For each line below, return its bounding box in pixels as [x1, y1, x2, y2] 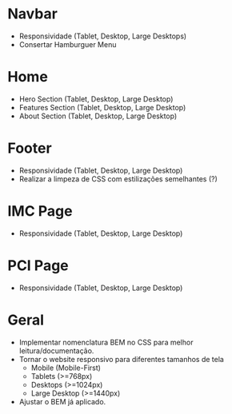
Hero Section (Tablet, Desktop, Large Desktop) [18, 94, 174, 104]
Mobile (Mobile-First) [30, 363, 102, 372]
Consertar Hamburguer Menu [18, 39, 117, 49]
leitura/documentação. [18, 345, 94, 356]
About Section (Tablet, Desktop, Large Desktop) [18, 111, 178, 121]
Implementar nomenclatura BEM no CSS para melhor [18, 337, 194, 347]
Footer [7, 139, 53, 157]
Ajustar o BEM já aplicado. [18, 396, 106, 406]
